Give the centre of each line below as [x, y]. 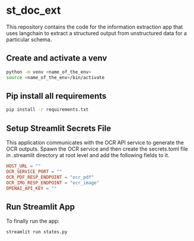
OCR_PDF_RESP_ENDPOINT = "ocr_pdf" [50, 177]
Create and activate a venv [57, 58]
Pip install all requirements [56, 96]
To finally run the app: [33, 221]
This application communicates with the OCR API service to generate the [95, 143]
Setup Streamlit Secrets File [59, 128]
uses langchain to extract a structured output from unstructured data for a [96, 33]
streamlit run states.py [37, 232]
